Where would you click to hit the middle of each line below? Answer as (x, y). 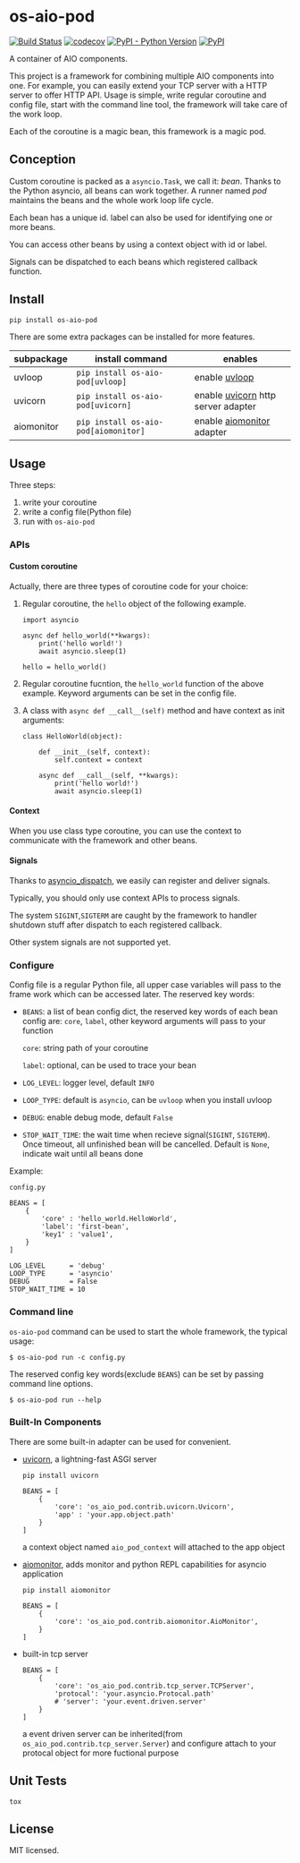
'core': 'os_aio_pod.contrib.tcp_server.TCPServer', (155, 1686)
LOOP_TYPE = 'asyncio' (62, 1274)
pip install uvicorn (60, 1475)
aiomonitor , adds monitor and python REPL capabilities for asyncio (144, 1564)
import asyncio (50, 620)
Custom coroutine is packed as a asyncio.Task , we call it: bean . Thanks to (145, 181)
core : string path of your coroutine (85, 1048)
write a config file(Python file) (77, 512)
